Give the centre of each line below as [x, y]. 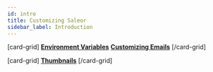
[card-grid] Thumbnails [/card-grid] [60, 61]
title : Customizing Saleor [47, 20]
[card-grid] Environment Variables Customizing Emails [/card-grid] [107, 47]
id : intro [22, 14]
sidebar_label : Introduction [50, 27]
